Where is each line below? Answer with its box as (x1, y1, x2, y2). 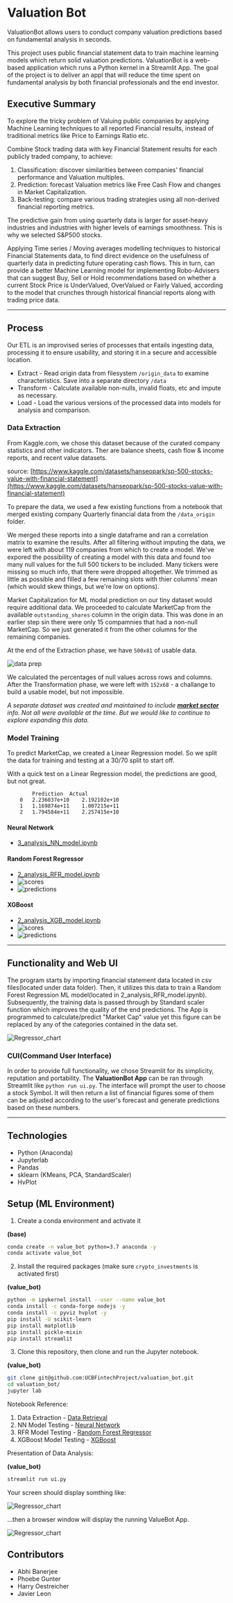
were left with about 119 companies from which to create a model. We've (7, 545, 215, 554)
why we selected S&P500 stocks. (7, 230, 103, 239)
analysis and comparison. (17, 406, 91, 414)
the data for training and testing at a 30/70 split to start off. (7, 756, 175, 764)
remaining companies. (7, 633, 71, 641)
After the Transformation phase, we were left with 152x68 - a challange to (7, 680, 216, 688)
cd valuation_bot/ (7, 1381, 60, 1388)
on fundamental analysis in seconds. (7, 35, 112, 43)
